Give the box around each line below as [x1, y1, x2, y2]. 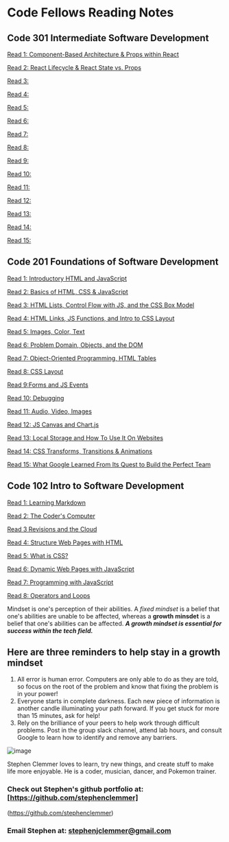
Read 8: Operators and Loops [7, 591, 91, 599]
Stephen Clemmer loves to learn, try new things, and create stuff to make [7, 760, 214, 769]
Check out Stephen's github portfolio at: [7, 784, 144, 794]
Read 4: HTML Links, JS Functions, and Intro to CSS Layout [7, 314, 175, 322]
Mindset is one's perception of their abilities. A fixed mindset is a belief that [7, 605, 220, 613]
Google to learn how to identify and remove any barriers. [16, 734, 178, 742]
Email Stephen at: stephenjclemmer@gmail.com [7, 826, 171, 835]
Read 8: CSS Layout [7, 367, 64, 375]
